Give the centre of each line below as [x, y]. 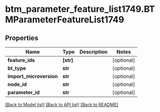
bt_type [17, 68]
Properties [22, 38]
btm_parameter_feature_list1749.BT [80, 9]
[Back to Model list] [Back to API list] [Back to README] [62, 105]
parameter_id [24, 92]
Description [94, 52]
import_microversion [33, 76]
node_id [17, 84]
